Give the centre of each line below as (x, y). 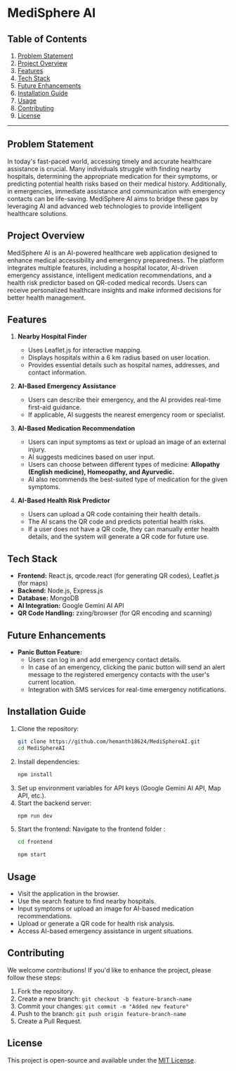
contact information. (57, 373)
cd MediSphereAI (41, 748)
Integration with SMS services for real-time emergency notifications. (127, 690)
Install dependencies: (48, 761)
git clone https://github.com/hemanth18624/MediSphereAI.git (109, 741)
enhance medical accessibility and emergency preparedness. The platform (116, 260)
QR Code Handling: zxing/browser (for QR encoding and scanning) (114, 613)
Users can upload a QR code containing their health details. (114, 514)
